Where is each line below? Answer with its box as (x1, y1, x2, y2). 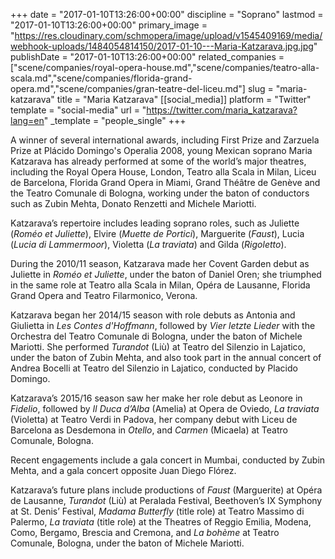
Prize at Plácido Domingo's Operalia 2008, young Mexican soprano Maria (10, 145, 313, 156)
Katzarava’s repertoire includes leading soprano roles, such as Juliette (10, 217, 300, 229)
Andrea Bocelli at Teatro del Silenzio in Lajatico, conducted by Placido (10, 362, 298, 374)
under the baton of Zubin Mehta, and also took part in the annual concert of (10, 352, 322, 363)
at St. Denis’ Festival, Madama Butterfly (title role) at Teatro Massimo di (10, 505, 305, 517)
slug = (247, 83, 274, 94)
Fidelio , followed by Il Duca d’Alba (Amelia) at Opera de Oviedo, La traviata (10, 403, 320, 414)
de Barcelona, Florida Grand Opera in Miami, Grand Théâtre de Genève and (10, 177, 321, 188)
